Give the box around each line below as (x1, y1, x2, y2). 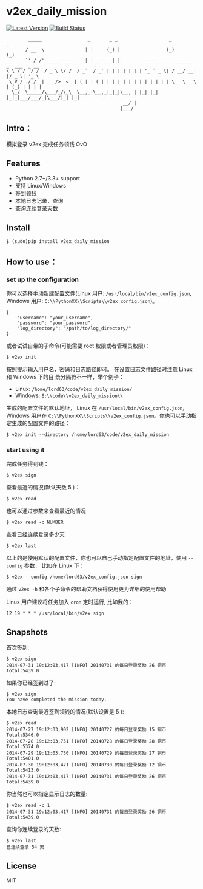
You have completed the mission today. (6, 697, 107, 703)
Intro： (6, 123, 33, 134)
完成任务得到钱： (6, 460, 49, 468)
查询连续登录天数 (15, 205, 58, 212)
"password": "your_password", (17, 320, 94, 326)
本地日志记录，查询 (15, 197, 64, 204)
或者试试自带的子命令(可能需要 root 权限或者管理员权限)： (6, 342, 151, 350)
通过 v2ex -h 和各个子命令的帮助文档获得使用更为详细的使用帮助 (6, 585, 167, 593)
